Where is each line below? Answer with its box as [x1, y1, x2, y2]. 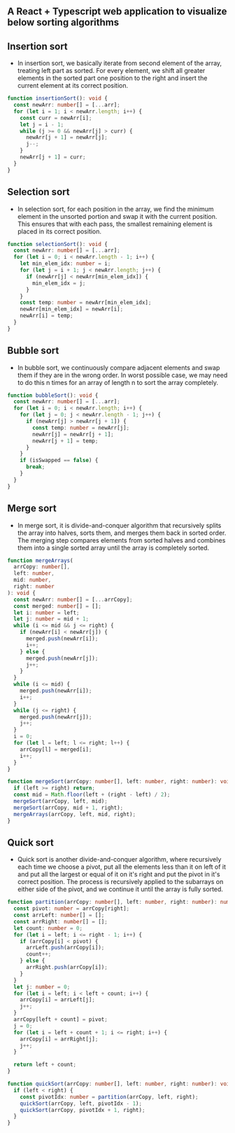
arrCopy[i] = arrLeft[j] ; [20, 996, 96, 1003]
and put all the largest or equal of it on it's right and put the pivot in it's [17, 870, 220, 878]
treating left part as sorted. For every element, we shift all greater [17, 67, 206, 75]
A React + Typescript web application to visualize [7, 6, 227, 18]
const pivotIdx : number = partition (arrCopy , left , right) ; [20, 1093, 199, 1100]
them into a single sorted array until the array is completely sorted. [17, 543, 210, 552]
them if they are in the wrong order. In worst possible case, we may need [17, 371, 228, 379]
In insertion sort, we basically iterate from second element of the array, [17, 59, 222, 67]
